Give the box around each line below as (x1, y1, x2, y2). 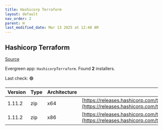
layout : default (5, 12, 38, 17)
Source (5, 56, 19, 62)
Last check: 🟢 (5, 75, 34, 81)
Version (7, 89, 26, 95)
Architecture (47, 89, 77, 95)
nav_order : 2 (5, 16, 32, 21)
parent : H (5, 20, 25, 26)
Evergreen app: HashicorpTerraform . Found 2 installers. (5, 65, 115, 71)
